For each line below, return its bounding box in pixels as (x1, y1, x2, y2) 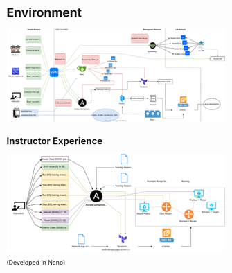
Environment (6, 5, 82, 21)
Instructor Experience (6, 135, 103, 147)
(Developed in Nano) (6, 258, 66, 266)
